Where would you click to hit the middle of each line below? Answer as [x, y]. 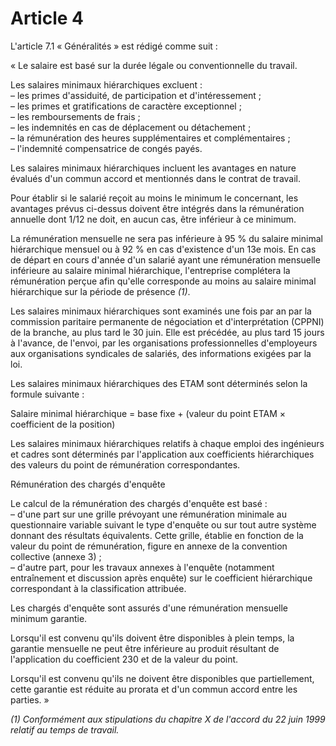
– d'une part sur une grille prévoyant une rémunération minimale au [148, 514]
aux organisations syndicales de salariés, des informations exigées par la [161, 353]
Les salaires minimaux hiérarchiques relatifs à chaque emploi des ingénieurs [167, 443]
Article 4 [47, 18]
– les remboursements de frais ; [75, 116]
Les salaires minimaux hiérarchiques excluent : [106, 84]
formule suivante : [47, 394]
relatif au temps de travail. [65, 729]
